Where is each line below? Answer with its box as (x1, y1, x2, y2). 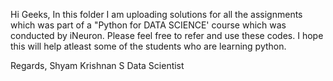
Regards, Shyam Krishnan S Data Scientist (10, 60, 185, 71)
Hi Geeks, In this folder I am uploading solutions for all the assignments (10, 9, 303, 20)
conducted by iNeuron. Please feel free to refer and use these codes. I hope (10, 30, 324, 41)
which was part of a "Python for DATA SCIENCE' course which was (10, 19, 287, 31)
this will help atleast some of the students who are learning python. (10, 40, 287, 52)
